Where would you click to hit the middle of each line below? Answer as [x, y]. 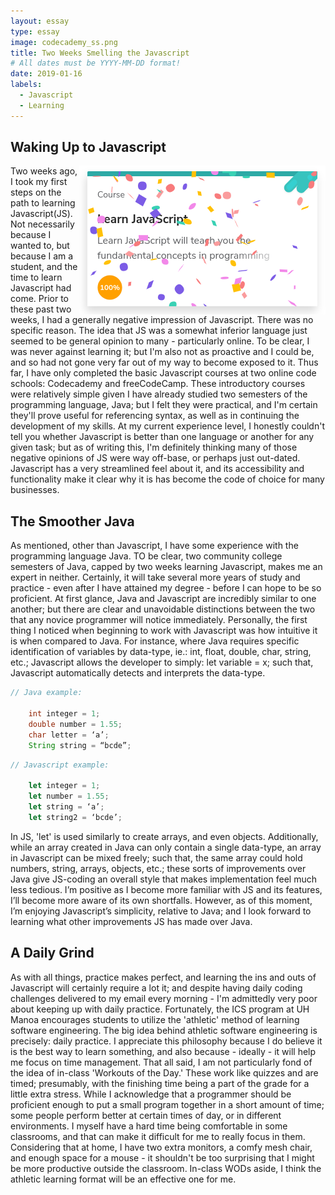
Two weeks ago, [44, 171]
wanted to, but [40, 246]
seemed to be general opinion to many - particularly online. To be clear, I [160, 341]
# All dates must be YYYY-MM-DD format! [96, 63]
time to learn [36, 277]
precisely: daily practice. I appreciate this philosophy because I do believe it [166, 1041]
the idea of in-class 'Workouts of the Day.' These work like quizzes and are [164, 1072]
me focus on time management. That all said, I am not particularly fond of [161, 1062]
